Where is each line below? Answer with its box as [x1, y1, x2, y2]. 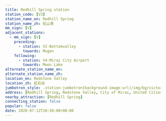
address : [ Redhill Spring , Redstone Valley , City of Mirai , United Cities [5, 90, 163, 95]
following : [14, 53, 37, 58]
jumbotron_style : [5, 85, 41, 90]
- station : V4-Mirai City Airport [18, 58, 90, 63]
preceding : [14, 40, 37, 44]
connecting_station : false [5, 99, 61, 104]
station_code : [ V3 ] [5, 12, 45, 17]
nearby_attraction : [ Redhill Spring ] [5, 94, 83, 99]
